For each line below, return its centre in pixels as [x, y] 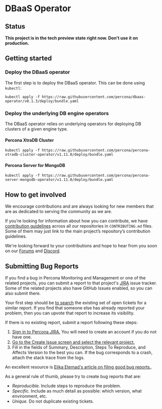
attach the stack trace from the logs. [48, 358]
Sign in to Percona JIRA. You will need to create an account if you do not [84, 332]
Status [15, 26]
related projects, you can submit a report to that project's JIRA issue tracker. [81, 283]
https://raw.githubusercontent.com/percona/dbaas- [94, 97]
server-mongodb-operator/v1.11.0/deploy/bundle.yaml [59, 180]
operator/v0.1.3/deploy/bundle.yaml [42, 101]
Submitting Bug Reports [42, 266]
